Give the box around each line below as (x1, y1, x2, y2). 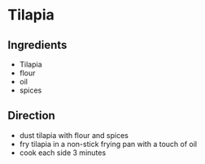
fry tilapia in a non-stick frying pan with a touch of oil (19, 139, 197, 149)
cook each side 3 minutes (19, 148, 107, 158)
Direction (7, 109, 56, 123)
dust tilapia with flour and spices (19, 130, 129, 140)
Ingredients (7, 38, 68, 52)
